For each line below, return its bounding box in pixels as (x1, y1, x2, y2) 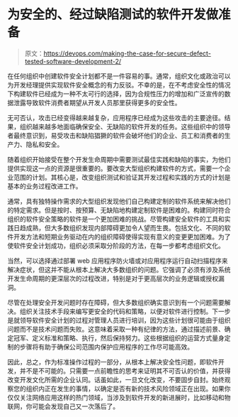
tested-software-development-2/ (24, 57, 122, 65)
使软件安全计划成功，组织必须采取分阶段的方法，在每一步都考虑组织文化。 (7, 241, 225, 249)
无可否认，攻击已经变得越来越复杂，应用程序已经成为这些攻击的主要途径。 (7, 113, 225, 121)
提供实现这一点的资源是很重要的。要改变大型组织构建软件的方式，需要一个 (7, 164, 225, 173)
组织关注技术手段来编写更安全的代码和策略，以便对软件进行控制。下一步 (19, 307, 231, 315)
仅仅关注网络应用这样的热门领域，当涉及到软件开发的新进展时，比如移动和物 (7, 393, 231, 401)
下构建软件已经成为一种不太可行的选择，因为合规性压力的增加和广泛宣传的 (7, 90, 225, 98)
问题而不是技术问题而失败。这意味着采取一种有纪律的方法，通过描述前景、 (7, 325, 225, 333)
